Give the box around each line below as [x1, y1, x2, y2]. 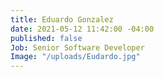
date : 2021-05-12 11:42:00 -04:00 [10, 24, 155, 34]
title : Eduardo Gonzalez [10, 14, 114, 25]
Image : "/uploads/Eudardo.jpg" [10, 52, 141, 62]
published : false [10, 33, 83, 43]
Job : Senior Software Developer [10, 42, 145, 53]
